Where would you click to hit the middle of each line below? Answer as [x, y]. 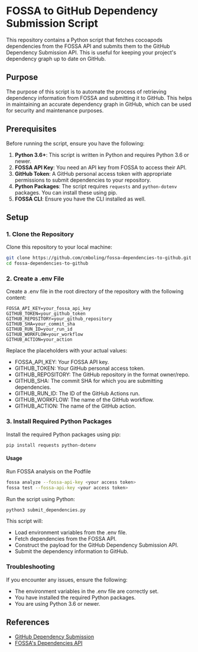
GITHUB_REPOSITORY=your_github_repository [59, 319]
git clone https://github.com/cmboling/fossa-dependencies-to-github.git [99, 258]
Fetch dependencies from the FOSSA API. [66, 539]
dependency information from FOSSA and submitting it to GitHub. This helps [99, 98]
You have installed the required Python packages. [75, 597]
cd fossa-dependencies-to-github [47, 264]
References [28, 622]
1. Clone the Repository [40, 234]
